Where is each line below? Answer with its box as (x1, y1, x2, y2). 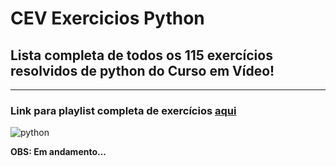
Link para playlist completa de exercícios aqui (10, 103, 237, 117)
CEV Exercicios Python (10, 7, 205, 30)
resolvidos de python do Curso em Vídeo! (10, 62, 275, 79)
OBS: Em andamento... (10, 146, 107, 158)
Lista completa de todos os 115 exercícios (10, 47, 273, 64)
